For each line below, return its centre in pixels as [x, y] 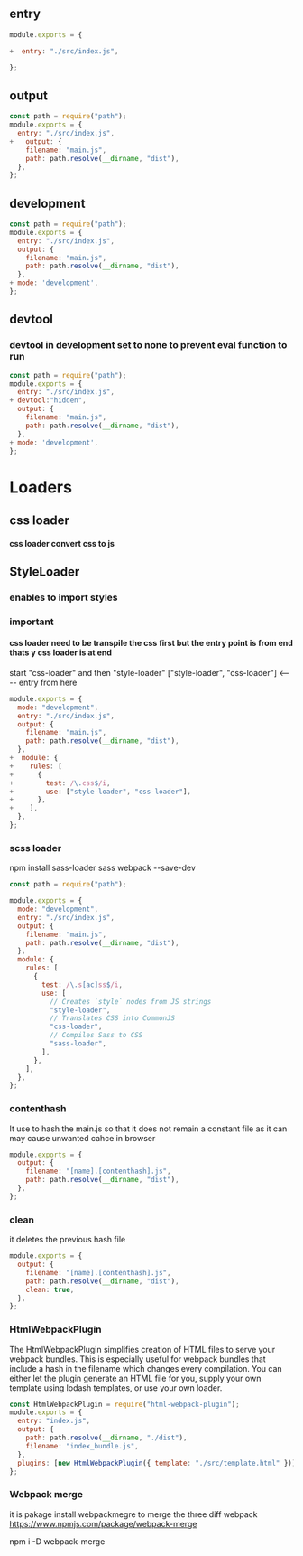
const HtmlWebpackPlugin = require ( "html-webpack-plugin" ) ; [125, 1404]
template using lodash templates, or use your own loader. [116, 1387]
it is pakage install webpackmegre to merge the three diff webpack [133, 1514]
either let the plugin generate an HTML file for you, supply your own [135, 1378]
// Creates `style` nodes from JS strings [130, 1001]
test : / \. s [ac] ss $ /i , [83, 984]
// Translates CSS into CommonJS [112, 1018]
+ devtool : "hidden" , [48, 400]
